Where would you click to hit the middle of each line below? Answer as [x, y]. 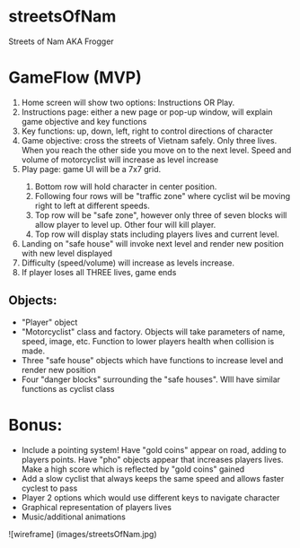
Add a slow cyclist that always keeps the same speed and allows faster [153, 478]
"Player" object [49, 322]
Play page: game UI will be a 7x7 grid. [91, 169]
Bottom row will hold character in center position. [126, 187]
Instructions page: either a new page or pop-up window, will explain [147, 112]
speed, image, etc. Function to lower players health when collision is [148, 341]
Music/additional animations [74, 517]
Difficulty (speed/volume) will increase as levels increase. [128, 263]
